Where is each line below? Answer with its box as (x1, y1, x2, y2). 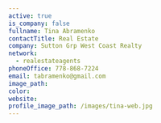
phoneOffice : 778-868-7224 (8, 65, 99, 73)
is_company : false (8, 19, 70, 28)
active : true (8, 11, 52, 20)
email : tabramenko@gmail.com (8, 72, 106, 80)
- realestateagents (15, 57, 81, 66)
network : (8, 49, 38, 57)
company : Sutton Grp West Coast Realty (8, 42, 142, 50)
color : (8, 87, 31, 95)
